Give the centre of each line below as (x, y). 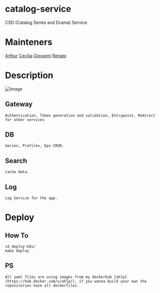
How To (17, 235)
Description (29, 75)
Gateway (19, 104)
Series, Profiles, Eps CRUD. (35, 146)
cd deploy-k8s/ (20, 247)
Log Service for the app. (31, 198)
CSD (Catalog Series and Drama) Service (46, 22)
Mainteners (29, 42)
